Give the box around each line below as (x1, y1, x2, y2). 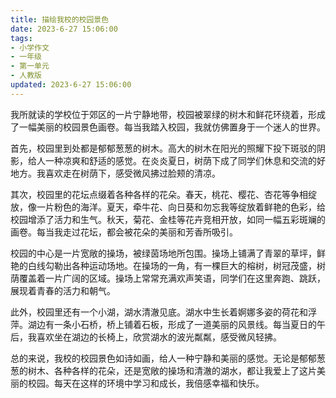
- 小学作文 (10, 42, 50, 53)
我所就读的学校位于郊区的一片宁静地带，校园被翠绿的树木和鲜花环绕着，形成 (10, 108, 326, 120)
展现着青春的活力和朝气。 (10, 284, 116, 296)
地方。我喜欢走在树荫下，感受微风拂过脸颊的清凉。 (10, 167, 221, 179)
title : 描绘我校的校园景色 (10, 14, 110, 25)
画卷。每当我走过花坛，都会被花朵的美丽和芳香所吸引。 (10, 226, 238, 238)
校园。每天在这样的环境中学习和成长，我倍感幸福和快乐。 (27, 377, 265, 389)
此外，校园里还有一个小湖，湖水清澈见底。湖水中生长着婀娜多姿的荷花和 (10, 306, 308, 318)
